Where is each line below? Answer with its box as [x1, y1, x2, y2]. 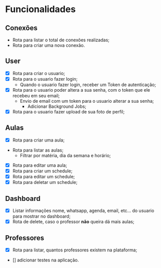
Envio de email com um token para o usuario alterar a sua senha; [20, 98, 154, 104]
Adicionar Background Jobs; [27, 103, 87, 109]
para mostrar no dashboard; [12, 213, 71, 220]
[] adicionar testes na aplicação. [12, 257, 79, 263]
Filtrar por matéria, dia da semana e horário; [20, 152, 111, 158]
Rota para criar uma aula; [12, 137, 65, 143]
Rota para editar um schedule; [12, 174, 75, 180]
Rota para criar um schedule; [12, 168, 73, 174]
